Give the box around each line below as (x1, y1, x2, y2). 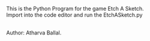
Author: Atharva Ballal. (6, 29, 62, 36)
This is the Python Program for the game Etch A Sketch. (6, 5, 144, 12)
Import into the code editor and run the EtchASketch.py (6, 11, 143, 18)
